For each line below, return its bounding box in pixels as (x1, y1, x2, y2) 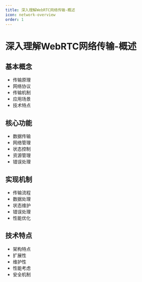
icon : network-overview (5, 12, 56, 17)
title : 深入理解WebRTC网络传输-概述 (5, 7, 75, 13)
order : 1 (5, 17, 24, 22)
